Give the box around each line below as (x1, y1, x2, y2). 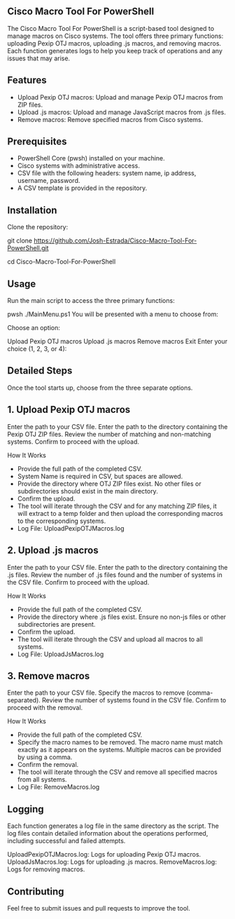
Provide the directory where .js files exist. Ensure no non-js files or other (17, 613, 227, 621)
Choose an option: (7, 324, 61, 332)
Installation (7, 204, 57, 216)
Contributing (7, 885, 64, 897)
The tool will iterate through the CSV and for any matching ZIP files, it (17, 501, 217, 510)
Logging (7, 803, 44, 815)
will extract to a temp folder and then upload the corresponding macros (17, 509, 224, 517)
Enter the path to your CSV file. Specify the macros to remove (7, 688, 185, 697)
